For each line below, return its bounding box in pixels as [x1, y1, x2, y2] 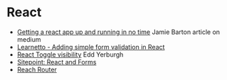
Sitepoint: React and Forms [16, 57, 97, 66]
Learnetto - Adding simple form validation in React [16, 42, 165, 51]
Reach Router [16, 65, 58, 74]
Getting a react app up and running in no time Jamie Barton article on [16, 28, 221, 36]
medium [16, 35, 41, 43]
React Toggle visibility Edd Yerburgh [16, 50, 124, 59]
